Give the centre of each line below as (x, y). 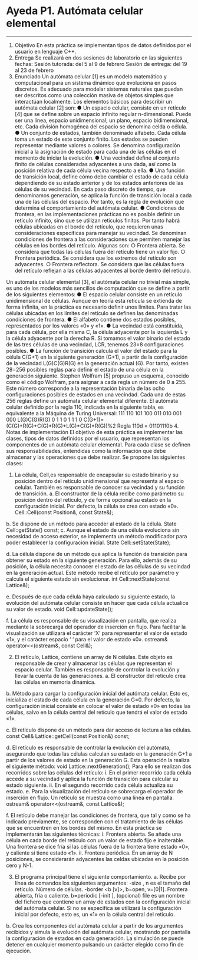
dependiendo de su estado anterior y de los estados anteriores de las (99, 183)
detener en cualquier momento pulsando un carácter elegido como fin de (95, 944)
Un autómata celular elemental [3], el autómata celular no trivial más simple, (98, 282)
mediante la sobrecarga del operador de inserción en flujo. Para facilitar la (96, 627)
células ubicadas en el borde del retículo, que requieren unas (89, 226)
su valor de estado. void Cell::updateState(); (60, 609)
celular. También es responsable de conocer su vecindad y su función (100, 487)
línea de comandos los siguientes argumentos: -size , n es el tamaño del (102, 883)
